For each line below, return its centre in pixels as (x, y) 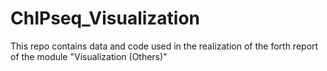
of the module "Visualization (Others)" (89, 56)
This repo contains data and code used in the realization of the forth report (164, 46)
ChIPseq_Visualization (105, 18)
